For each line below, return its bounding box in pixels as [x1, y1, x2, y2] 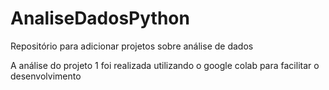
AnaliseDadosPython [10, 7, 190, 30]
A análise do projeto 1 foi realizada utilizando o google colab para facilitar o [10, 59, 320, 71]
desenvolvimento [10, 70, 82, 82]
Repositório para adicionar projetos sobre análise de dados [10, 40, 254, 52]
